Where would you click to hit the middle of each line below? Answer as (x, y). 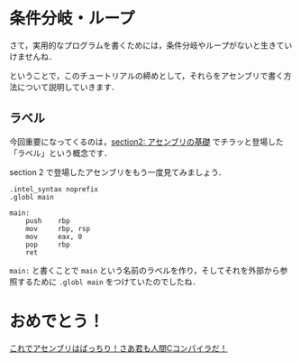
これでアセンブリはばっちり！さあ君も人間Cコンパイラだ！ (119, 348)
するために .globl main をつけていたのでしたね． (109, 282)
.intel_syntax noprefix (54, 189)
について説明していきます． (68, 87)
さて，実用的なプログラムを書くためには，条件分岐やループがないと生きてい (151, 45)
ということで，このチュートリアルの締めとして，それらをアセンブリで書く (146, 75)
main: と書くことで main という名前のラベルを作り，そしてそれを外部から (145, 270)
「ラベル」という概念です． (61, 153)
